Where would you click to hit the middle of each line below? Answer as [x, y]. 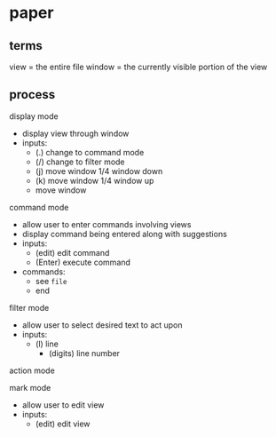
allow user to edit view [63, 405]
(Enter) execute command [83, 262]
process [32, 95]
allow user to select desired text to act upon [103, 325]
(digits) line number [84, 353]
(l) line [47, 344]
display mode [34, 116]
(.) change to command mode [90, 152]
